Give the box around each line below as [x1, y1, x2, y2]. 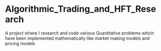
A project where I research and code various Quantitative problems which [5, 30, 154, 36]
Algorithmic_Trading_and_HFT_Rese [5, 3, 156, 15]
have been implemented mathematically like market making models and [5, 35, 150, 41]
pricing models [5, 40, 35, 46]
